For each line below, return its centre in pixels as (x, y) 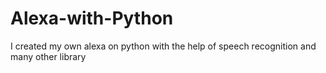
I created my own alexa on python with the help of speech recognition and (163, 46)
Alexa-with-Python (92, 18)
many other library (48, 56)
